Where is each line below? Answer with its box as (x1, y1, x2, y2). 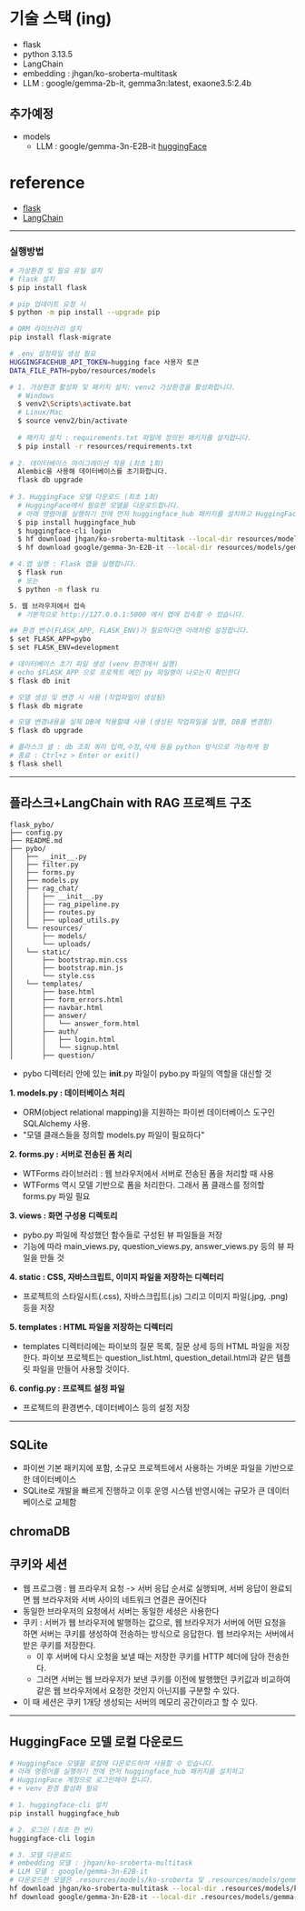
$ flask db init (9, 676, 71, 685)
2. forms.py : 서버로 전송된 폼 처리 (9, 1148, 133, 1159)
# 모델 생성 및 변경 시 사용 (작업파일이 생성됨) (9, 693, 166, 702)
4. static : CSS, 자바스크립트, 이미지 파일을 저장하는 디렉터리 (9, 1271, 224, 1282)
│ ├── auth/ (9, 1026, 79, 1036)
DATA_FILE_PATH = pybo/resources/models (9, 365, 156, 375)
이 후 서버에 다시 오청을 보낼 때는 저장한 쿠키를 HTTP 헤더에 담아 (35, 1651, 266, 1662)
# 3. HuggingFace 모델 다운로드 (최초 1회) (9, 493, 160, 502)
